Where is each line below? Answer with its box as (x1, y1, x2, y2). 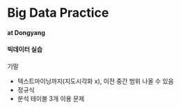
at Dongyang (7, 28, 45, 36)
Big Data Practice (7, 5, 109, 21)
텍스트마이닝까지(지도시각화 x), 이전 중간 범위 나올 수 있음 (17, 77, 174, 85)
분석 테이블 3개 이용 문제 (17, 94, 85, 103)
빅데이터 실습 (7, 45, 43, 54)
